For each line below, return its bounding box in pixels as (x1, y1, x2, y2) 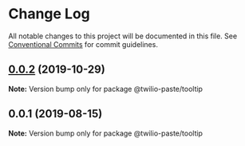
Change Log (8, 5, 90, 23)
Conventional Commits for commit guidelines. (8, 39, 158, 49)
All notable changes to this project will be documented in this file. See (8, 31, 238, 41)
